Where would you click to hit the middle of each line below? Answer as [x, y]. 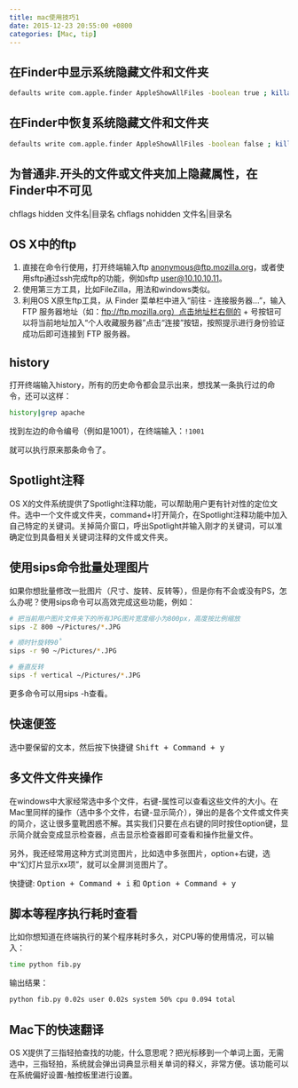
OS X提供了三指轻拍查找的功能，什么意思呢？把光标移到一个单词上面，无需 [147, 1052]
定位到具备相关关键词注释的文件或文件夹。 [94, 536]
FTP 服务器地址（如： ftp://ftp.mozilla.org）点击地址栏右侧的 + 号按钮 [148, 312]
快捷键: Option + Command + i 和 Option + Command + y [123, 883]
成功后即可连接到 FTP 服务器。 [78, 334]
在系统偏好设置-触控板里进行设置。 [73, 1075]
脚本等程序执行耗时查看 [73, 913]
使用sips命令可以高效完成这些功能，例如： [117, 601]
